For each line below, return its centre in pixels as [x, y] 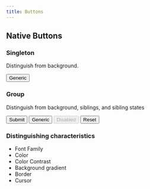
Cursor [23, 180]
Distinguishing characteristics [51, 136]
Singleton [20, 52]
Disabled [66, 120]
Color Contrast [33, 161]
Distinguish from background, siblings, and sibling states [75, 107]
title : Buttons [25, 12]
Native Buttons [34, 36]
